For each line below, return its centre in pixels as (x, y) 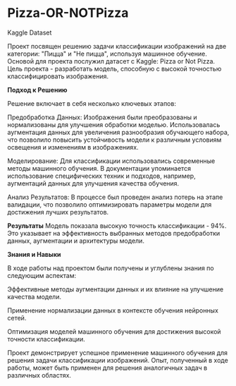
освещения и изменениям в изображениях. (73, 147)
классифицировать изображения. (58, 76)
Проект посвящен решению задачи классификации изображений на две (117, 46)
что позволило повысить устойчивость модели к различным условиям (114, 140)
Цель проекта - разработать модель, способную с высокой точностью (114, 68)
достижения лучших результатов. (58, 212)
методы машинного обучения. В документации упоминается (99, 168)
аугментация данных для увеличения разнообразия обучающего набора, (118, 132)
